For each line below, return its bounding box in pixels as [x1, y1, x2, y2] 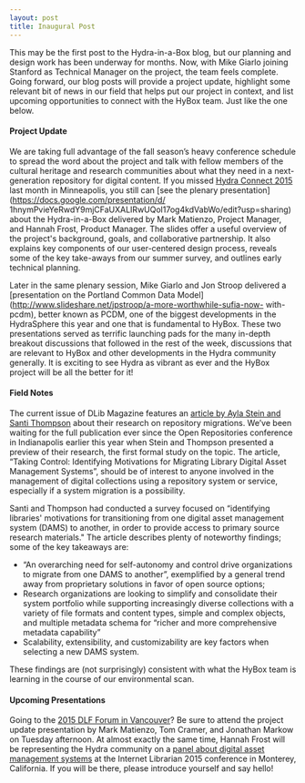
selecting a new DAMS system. [22, 646, 139, 656]
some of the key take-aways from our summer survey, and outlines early [9, 252, 282, 263]
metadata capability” [22, 626, 101, 637]
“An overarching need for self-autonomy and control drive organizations [22, 559, 293, 570]
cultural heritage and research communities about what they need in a [9, 165, 273, 176]
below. [9, 105, 35, 116]
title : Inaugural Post [9, 22, 96, 31]
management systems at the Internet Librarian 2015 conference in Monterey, [9, 753, 297, 765]
